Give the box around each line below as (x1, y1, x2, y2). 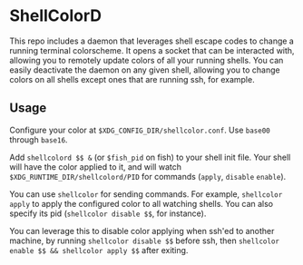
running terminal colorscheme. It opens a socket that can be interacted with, (9, 44, 295, 55)
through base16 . (9, 133, 68, 145)
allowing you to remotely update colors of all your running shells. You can (9, 54, 284, 65)
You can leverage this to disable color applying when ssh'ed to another (9, 225, 275, 236)
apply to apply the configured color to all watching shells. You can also (9, 198, 274, 209)
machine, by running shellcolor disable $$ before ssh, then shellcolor (9, 235, 279, 246)
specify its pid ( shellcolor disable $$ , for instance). (9, 208, 207, 219)
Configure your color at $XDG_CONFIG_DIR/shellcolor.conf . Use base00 (9, 124, 270, 135)
